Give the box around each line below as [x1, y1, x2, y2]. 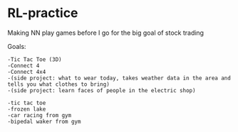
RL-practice [7, 5, 78, 21]
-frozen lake [7, 105, 46, 113]
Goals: [7, 42, 26, 50]
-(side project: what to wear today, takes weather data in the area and [7, 75, 232, 82]
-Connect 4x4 [7, 68, 46, 75]
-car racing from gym [7, 111, 72, 119]
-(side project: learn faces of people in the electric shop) [7, 87, 196, 94]
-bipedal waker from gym [7, 118, 81, 125]
